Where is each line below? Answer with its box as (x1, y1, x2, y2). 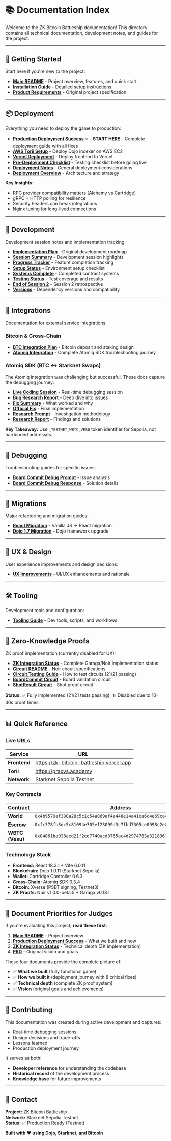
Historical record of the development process (12, 1070, 109, 1076)
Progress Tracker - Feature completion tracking (12, 259, 113, 266)
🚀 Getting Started (5, 55, 62, 64)
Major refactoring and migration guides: (5, 513, 89, 519)
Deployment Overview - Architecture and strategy (12, 170, 120, 176)
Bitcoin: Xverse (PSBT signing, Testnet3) (12, 884, 99, 890)
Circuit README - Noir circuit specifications (12, 666, 106, 672)
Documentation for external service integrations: (5, 320, 107, 326)
